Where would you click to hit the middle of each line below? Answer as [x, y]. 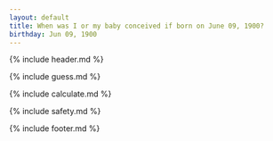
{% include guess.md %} [55, 77]
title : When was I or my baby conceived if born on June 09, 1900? [137, 26]
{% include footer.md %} [55, 129]
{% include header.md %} [56, 60]
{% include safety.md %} [55, 112]
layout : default [39, 17]
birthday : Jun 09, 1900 [53, 34]
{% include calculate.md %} [60, 94]
